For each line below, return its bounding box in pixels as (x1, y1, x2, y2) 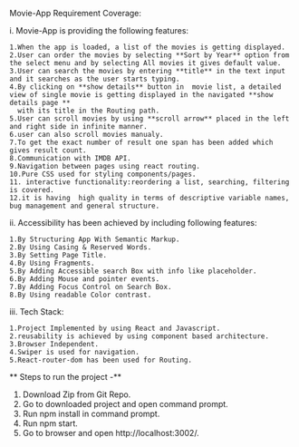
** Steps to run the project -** (9, 372, 122, 382)
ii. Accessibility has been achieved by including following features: (9, 218, 257, 228)
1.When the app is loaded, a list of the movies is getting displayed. (9, 43, 285, 52)
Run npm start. (22, 418, 79, 429)
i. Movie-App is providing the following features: (9, 25, 188, 35)
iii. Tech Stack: (9, 306, 64, 316)
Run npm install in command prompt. (22, 408, 160, 419)
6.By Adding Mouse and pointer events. (9, 275, 160, 284)
